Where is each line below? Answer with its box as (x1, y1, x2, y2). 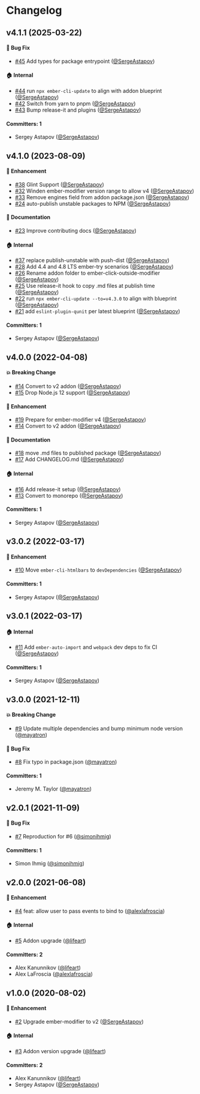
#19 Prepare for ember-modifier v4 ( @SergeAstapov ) (14, 416, 147, 423)
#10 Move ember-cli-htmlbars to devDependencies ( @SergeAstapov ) (14, 566, 182, 573)
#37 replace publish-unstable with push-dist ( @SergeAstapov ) (14, 257, 169, 264)
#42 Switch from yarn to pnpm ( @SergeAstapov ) (14, 100, 136, 107)
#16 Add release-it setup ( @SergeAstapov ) (14, 485, 121, 492)
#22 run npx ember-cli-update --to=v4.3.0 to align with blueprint (14, 295, 177, 302)
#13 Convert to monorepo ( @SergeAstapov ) (14, 492, 123, 499)
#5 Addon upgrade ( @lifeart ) (14, 937, 87, 944)
